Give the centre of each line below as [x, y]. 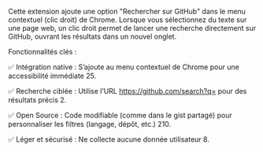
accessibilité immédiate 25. [52, 76]
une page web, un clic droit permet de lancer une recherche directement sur [132, 28]
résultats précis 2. [37, 100]
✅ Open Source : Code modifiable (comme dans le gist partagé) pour [120, 115]
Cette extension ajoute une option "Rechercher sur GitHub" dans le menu [127, 11]
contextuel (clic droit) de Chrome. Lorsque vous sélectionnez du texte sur [128, 20]
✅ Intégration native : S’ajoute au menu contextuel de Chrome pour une [124, 67]
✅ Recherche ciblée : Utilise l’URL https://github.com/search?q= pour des [128, 91]
